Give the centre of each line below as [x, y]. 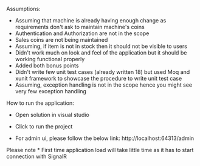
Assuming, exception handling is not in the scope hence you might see [104, 85]
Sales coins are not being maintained [61, 40]
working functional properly [50, 59]
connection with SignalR [36, 156]
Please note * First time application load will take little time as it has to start [100, 150]
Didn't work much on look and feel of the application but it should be [101, 53]
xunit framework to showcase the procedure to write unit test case [98, 78]
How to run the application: [40, 103]
